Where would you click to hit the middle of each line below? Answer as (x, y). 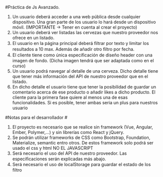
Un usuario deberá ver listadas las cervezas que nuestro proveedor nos (85, 32)
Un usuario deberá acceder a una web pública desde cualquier (76, 17)
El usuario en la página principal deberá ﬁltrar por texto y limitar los (81, 43)
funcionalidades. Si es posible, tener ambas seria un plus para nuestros (85, 103)
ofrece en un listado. (33, 38)
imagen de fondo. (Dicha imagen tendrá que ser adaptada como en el (83, 61)
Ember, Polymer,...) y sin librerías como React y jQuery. (68, 132)
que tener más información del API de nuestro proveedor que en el (80, 76)
